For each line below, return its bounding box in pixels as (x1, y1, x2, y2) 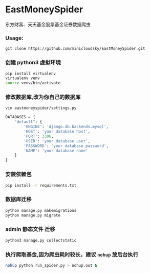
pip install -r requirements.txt (5, 183, 77, 188)
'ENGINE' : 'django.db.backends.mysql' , (24, 124, 109, 130)
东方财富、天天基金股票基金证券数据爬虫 (5, 21, 91, 27)
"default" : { (14, 119, 42, 124)
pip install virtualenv (5, 71, 56, 76)
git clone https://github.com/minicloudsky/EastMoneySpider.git (5, 46, 145, 51)
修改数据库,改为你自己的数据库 (5, 94, 81, 101)
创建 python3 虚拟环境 (5, 59, 61, 66)
